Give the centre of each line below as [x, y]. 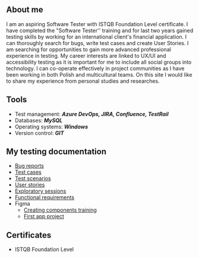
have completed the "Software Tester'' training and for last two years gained [100, 30]
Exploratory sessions [40, 191]
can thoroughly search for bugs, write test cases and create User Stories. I [97, 43]
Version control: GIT [39, 133]
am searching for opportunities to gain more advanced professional [89, 49]
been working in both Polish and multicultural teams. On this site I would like [99, 74]
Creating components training [60, 210]
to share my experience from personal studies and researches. [83, 81]
